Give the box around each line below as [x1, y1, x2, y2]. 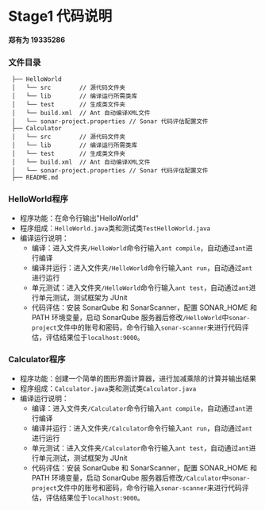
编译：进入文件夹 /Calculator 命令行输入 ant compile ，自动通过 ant [31, 403, 246, 413]
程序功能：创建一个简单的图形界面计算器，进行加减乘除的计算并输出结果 [19, 373, 256, 383]
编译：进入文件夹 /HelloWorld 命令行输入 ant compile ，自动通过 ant [31, 243, 246, 253]
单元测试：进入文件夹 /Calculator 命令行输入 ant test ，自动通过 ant [31, 442, 250, 453]
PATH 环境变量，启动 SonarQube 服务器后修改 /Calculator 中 [31, 473, 229, 482]
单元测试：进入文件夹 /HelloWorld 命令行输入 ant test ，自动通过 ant [31, 283, 250, 292]
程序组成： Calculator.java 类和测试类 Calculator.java [19, 383, 197, 393]
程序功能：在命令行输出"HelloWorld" [19, 213, 139, 222]
